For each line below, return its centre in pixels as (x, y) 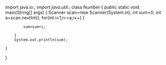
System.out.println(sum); (41, 40)
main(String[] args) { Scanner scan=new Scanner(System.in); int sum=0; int (83, 12)
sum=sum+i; (34, 27)
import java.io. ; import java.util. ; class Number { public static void (72, 7)
